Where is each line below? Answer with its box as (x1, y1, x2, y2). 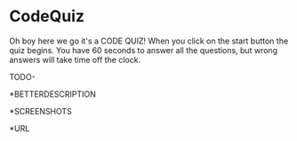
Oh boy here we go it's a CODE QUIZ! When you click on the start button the (9, 35, 289, 46)
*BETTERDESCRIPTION (9, 89, 96, 99)
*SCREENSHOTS (9, 106, 73, 116)
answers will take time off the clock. (9, 54, 140, 65)
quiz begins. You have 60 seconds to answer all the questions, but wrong (9, 44, 278, 55)
